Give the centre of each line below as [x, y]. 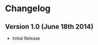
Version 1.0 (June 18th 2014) [49, 27]
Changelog [28, 9]
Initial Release [26, 38]
